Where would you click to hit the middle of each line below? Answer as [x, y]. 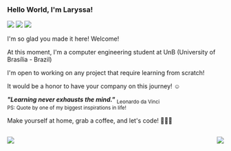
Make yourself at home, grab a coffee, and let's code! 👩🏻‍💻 [90, 121]
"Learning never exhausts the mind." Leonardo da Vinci [84, 100]
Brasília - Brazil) [30, 59]
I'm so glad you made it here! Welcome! [63, 39]
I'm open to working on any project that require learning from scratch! [106, 73]
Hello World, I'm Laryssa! [50, 10]
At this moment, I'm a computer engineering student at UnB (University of [111, 52]
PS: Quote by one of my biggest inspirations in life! [67, 108]
